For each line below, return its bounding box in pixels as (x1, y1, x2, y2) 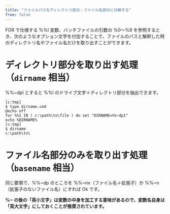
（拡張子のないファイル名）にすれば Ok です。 (5, 186, 103, 192)
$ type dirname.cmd (5, 104, 47, 109)
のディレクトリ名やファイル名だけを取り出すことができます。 (5, 39, 133, 46)
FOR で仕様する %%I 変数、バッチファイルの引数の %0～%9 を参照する (5, 26, 156, 33)
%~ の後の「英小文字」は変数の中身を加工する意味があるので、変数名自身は (5, 197, 165, 203)
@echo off (5, 109, 26, 114)
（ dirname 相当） (5, 72, 75, 83)
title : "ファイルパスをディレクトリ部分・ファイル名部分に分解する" (5, 7, 131, 13)
